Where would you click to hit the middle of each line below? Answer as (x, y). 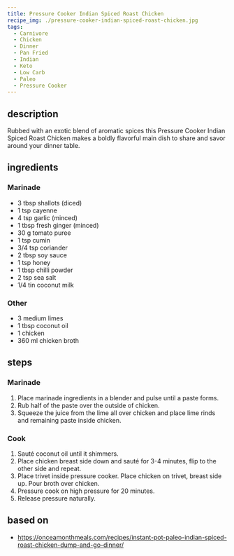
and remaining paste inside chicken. (69, 420)
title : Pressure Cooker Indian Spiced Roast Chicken (86, 14)
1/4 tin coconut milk (46, 285)
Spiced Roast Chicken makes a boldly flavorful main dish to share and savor (116, 138)
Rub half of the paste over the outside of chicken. (88, 405)
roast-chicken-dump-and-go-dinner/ (71, 545)
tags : (15, 27)
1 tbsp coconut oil (43, 326)
